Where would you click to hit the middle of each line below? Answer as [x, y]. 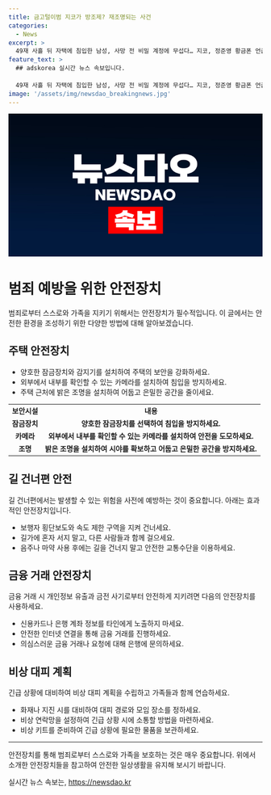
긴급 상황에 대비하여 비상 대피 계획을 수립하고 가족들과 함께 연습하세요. [119, 693]
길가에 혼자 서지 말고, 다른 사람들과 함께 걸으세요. [97, 537]
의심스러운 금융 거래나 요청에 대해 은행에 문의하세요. [102, 644]
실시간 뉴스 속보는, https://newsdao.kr [70, 782]
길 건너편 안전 [40, 480]
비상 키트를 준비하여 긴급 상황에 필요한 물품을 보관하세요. [109, 730]
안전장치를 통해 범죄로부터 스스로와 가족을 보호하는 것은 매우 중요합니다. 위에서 [132, 755]
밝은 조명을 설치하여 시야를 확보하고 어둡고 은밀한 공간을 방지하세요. [151, 449]
